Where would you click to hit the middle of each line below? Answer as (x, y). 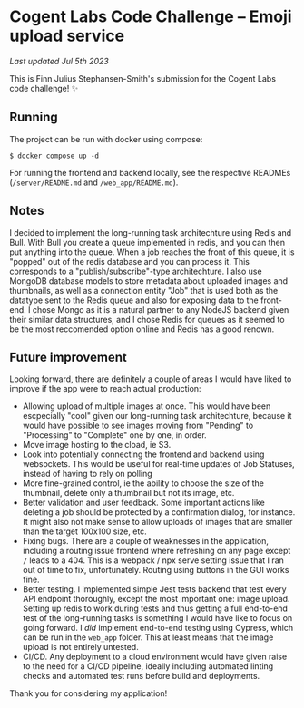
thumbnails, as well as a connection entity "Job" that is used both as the (144, 290)
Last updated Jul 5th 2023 (59, 61)
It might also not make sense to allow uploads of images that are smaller (157, 522)
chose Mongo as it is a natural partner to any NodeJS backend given (161, 309)
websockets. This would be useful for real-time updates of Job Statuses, (158, 464)
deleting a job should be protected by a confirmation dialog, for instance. (159, 512)
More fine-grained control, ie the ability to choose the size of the (143, 483)
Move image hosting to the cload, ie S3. (97, 445)
